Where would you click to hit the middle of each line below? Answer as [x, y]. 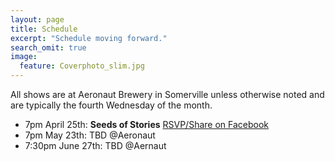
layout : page [37, 19]
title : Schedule [44, 29]
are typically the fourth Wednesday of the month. [111, 105]
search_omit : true [48, 47]
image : [24, 57]
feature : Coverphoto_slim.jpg [82, 66]
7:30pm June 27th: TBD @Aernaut [95, 145]
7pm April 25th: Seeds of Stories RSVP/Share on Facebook [147, 124]
